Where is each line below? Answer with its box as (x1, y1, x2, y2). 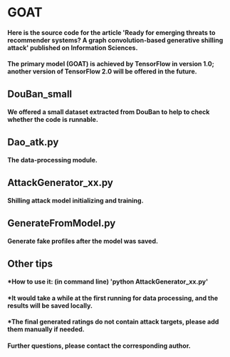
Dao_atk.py (7, 136, 59, 148)
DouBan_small (7, 88, 73, 100)
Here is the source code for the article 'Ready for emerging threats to (7, 28, 216, 36)
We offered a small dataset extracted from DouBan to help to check (7, 108, 210, 116)
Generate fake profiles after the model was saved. (7, 237, 159, 246)
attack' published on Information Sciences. (7, 43, 138, 52)
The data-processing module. (7, 156, 98, 165)
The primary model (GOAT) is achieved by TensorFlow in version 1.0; (7, 60, 215, 68)
